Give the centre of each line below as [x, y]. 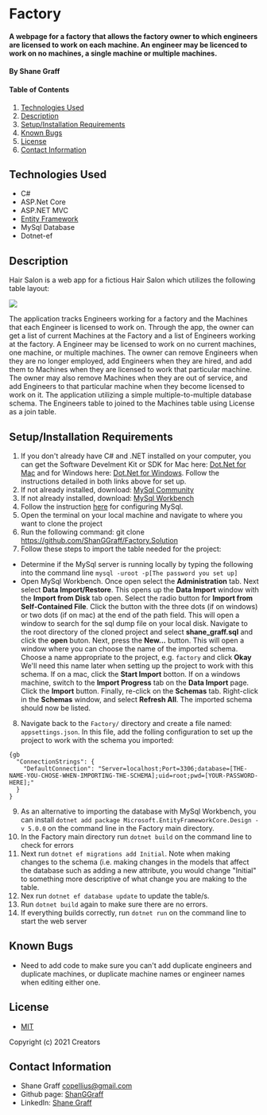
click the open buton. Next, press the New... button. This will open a [132, 640]
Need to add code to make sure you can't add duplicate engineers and [136, 965]
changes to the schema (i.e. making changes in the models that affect [135, 862]
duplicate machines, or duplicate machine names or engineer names [133, 973]
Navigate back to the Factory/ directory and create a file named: [126, 724]
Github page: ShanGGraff [62, 1094]
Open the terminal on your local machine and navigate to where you [132, 515]
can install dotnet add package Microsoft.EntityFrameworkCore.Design [136, 820]
